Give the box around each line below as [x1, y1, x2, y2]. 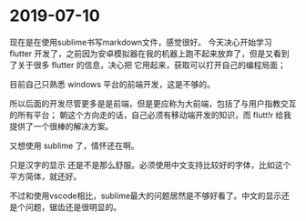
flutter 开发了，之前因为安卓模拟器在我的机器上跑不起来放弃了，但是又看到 [9, 47, 290, 59]
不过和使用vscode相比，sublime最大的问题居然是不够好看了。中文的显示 [9, 190, 282, 201]
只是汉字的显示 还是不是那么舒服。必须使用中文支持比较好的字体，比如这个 [9, 159, 291, 170]
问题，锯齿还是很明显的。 [25, 201, 121, 212]
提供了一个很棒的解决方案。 [9, 120, 114, 132]
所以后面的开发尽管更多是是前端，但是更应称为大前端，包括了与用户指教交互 [9, 97, 297, 109]
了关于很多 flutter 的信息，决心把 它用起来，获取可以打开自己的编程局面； [9, 59, 287, 70]
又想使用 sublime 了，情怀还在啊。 [9, 140, 139, 151]
